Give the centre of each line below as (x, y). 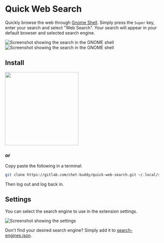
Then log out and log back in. (35, 184)
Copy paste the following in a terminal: (44, 166)
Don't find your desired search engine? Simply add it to (61, 230)
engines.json (18, 235)
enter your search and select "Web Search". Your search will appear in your (81, 27)
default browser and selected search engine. (50, 33)
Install (15, 63)
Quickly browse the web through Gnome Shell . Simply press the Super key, (80, 22)
